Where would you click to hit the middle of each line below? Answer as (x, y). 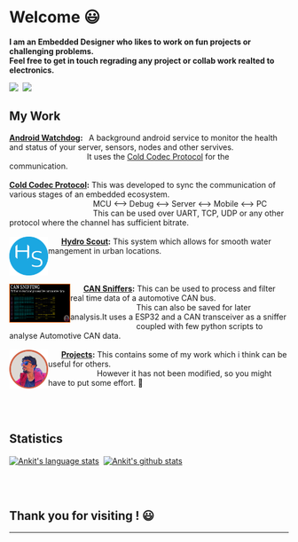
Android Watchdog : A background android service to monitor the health (143, 137)
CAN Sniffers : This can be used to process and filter (180, 288)
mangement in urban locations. (105, 250)
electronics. (32, 70)
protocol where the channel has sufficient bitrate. (99, 222)
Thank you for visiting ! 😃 (82, 516)
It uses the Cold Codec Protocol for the (158, 156)
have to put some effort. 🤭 (96, 382)
